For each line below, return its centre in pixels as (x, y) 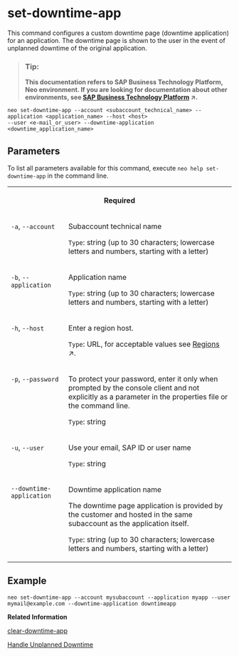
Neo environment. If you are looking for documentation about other (126, 90)
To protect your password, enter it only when (143, 379)
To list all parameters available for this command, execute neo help (105, 168)
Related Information (37, 617)
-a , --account (33, 226)
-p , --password (35, 379)
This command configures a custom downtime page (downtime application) (118, 33)
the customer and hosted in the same (131, 515)
